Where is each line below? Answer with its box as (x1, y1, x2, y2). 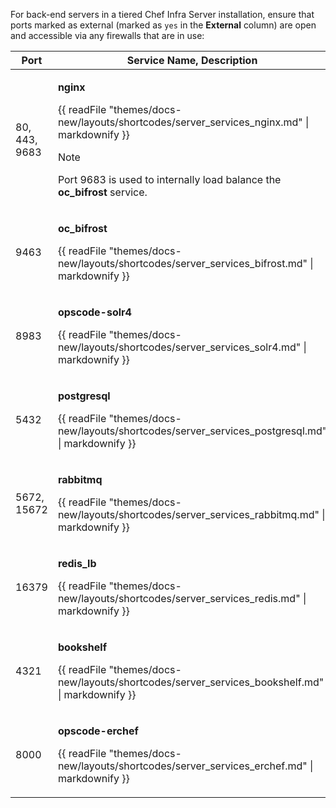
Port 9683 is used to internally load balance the (57, 173, 282, 186)
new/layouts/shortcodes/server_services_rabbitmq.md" (57, 508, 320, 521)
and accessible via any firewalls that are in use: (10, 30, 205, 41)
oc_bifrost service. (57, 185, 148, 199)
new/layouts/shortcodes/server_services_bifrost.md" (57, 257, 308, 270)
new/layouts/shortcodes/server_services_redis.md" (57, 592, 301, 605)
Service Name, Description (126, 54, 258, 67)
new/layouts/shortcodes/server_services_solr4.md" (57, 340, 302, 354)
